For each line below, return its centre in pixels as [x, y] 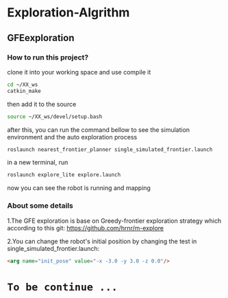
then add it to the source [42, 104]
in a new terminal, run [38, 163]
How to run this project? [48, 57]
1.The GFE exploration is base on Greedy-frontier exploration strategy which [114, 221]
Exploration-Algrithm [68, 13]
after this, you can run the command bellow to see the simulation [99, 130]
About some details [40, 206]
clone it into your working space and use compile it [79, 72]
